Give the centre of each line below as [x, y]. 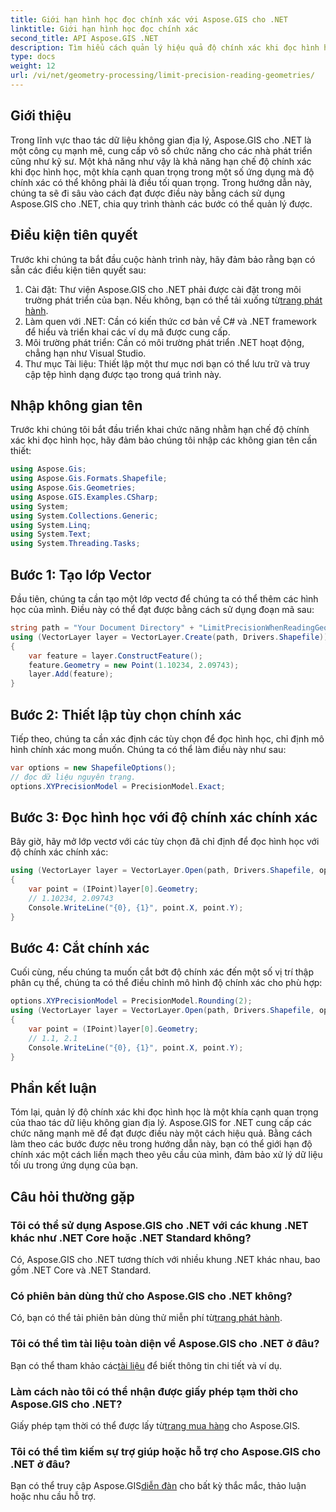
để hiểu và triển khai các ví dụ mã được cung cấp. [127, 332]
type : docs [33, 57]
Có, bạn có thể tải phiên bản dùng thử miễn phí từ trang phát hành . [146, 1318]
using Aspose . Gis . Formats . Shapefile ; [89, 479]
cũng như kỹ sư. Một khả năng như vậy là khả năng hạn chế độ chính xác [161, 161]
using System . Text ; [51, 534]
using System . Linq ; [51, 525]
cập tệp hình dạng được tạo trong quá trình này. [123, 374]
